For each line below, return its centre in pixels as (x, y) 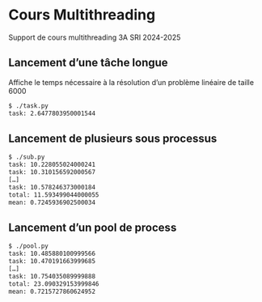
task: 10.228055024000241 (52, 165)
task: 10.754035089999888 (52, 276)
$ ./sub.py (27, 157)
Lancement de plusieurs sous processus (113, 138)
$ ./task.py (28, 106)
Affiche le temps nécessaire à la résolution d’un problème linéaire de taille (131, 82)
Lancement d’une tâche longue (88, 63)
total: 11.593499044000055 (54, 195)
